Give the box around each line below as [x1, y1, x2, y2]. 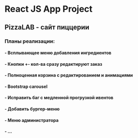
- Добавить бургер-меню [4, 106, 60, 112]
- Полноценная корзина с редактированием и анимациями [4, 72, 133, 78]
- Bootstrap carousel [4, 83, 48, 89]
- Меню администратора [4, 117, 59, 123]
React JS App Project [4, 3, 93, 15]
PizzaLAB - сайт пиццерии [4, 23, 89, 31]
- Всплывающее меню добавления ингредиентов [4, 50, 111, 56]
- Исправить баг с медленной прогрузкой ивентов [4, 95, 113, 101]
